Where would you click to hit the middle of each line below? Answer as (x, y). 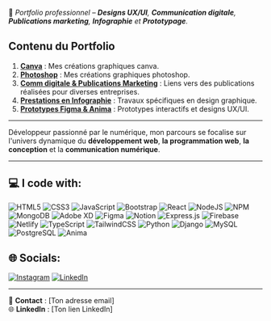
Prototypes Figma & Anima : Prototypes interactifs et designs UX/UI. (135, 108)
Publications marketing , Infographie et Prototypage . (98, 21)
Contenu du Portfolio (62, 46)
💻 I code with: (45, 183)
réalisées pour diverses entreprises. (79, 91)
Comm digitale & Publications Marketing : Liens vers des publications (137, 83)
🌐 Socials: (35, 258)
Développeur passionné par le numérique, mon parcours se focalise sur (127, 132)
